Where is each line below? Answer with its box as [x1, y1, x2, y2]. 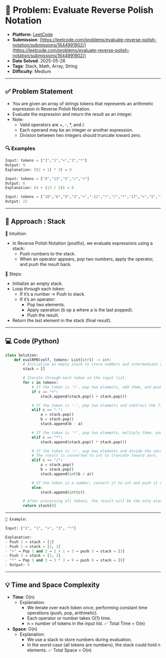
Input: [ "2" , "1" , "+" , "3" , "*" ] [5, 526, 77, 531]
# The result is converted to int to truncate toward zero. [31, 453, 158, 458]
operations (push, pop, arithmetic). [27, 610, 98, 616]
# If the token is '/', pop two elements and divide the [31, 449, 152, 454]
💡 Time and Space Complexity [5, 581, 100, 590]
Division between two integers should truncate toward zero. [19, 132, 142, 138]
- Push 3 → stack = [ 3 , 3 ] [5, 553, 61, 558]
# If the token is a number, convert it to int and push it [31, 480, 158, 485]
